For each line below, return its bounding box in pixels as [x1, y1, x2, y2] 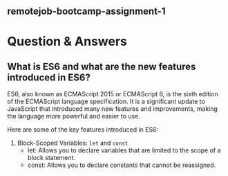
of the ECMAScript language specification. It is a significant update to [7, 97, 205, 106]
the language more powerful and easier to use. [7, 112, 140, 121]
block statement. [27, 154, 76, 162]
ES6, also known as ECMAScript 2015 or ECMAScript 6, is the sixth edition [7, 90, 219, 98]
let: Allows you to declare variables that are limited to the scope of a [27, 146, 221, 155]
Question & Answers [7, 33, 128, 49]
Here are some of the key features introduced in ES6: [7, 125, 159, 134]
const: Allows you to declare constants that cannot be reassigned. [27, 161, 216, 169]
